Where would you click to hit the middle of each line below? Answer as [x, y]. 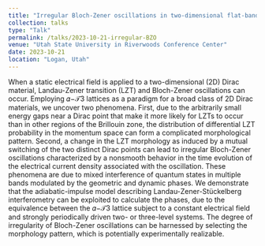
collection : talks [38, 23]
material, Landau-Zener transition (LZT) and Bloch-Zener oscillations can [127, 90]
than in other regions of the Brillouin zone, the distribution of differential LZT [132, 124]
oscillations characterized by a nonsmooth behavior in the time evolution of [130, 158]
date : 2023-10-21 [37, 52]
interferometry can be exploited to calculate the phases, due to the [117, 199]
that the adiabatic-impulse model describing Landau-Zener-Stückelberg [125, 191]
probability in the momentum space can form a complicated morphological [129, 132]
